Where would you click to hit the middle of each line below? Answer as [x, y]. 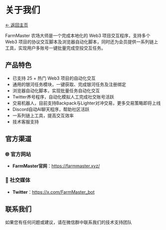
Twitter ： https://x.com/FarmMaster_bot [53, 192]
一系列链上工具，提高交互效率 [43, 115]
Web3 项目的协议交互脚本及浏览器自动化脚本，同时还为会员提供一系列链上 [82, 42]
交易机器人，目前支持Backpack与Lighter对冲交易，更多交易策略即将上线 [86, 103]
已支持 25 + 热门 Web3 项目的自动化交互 [54, 78]
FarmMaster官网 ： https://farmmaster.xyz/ [56, 166]
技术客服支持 [25, 121]
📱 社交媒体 [18, 180]
